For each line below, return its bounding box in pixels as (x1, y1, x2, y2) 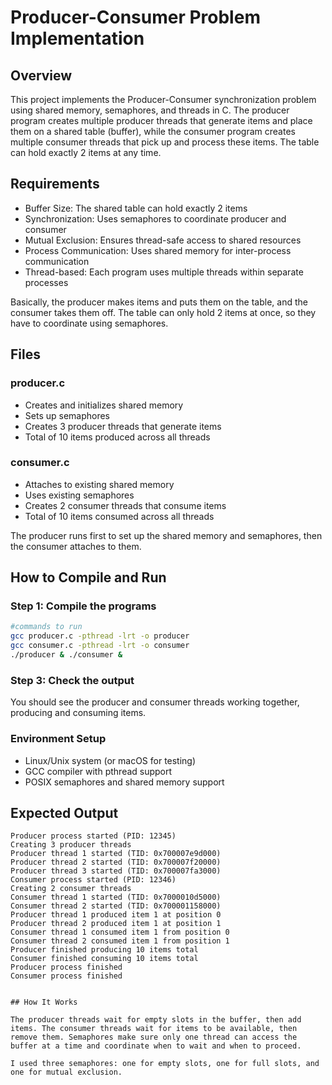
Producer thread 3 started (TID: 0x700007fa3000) (10, 866, 222, 876)
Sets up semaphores (24, 409, 111, 421)
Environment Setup (10, 732, 107, 746)
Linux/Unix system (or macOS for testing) (24, 754, 197, 766)
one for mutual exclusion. (10, 1067, 123, 1078)
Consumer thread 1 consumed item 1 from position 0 (10, 927, 230, 938)
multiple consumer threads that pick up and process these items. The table (10, 136, 320, 148)
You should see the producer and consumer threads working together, (10, 696, 300, 708)
